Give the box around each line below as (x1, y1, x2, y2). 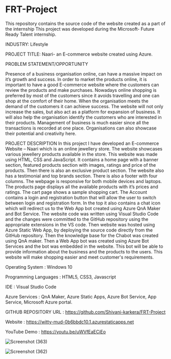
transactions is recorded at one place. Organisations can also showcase (5, 125, 157, 131)
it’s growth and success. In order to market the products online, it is (5, 76, 147, 82)
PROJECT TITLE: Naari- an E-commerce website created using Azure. (5, 51, 153, 57)
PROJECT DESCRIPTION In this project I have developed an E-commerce (5, 140, 159, 146)
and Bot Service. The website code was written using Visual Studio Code (5, 211, 159, 217)
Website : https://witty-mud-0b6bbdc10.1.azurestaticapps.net (5, 319, 134, 325)
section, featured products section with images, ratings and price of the (5, 162, 156, 168)
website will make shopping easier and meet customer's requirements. (5, 254, 154, 260)
